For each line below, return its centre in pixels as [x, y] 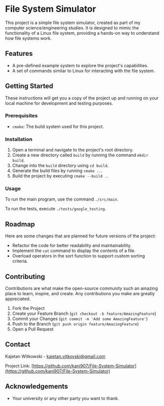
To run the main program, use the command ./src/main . [62, 199]
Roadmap [20, 224]
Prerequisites [21, 116]
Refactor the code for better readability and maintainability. [72, 246]
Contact [18, 344]
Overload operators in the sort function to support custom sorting [79, 256]
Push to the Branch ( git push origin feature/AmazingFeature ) [75, 324]
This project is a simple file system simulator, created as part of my [73, 23]
